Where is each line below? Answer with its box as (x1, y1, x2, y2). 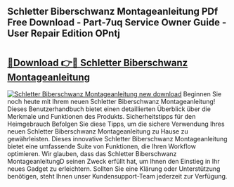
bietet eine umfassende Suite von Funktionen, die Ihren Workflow (7, 142, 197, 150)
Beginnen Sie (183, 90, 222, 98)
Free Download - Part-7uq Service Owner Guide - (7, 17, 227, 29)
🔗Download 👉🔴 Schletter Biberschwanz (7, 56, 188, 69)
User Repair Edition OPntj (7, 27, 121, 39)
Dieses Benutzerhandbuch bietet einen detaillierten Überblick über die (7, 105, 211, 113)
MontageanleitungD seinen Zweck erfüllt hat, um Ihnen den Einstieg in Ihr (7, 157, 220, 165)
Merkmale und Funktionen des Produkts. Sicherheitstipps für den (7, 112, 196, 120)
